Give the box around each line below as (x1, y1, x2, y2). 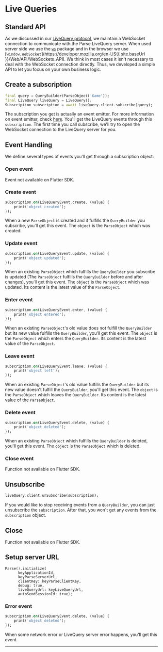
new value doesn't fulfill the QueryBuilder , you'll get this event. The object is (5, 387, 158, 392)
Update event (5, 240, 38, 247)
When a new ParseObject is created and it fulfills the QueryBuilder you (5, 217, 145, 224)
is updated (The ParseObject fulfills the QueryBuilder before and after (5, 274, 143, 280)
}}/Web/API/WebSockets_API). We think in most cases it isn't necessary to (5, 56, 154, 62)
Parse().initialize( (5, 566, 47, 571)
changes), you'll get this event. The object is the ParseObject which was (5, 279, 149, 285)
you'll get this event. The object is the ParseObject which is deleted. (5, 443, 141, 449)
